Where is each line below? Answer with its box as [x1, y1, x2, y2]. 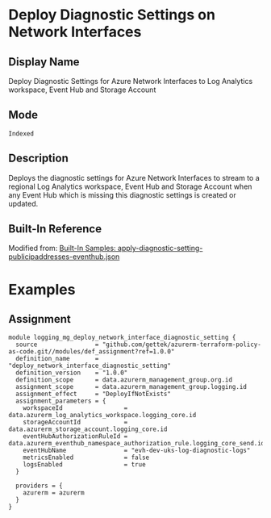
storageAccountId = [23, 418, 128, 427]
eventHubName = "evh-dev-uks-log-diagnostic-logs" [23, 446, 251, 455]
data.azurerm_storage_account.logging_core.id [8, 425, 168, 433]
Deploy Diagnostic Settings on [8, 6, 216, 24]
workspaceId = [23, 404, 128, 412]
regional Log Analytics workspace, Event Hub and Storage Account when [8, 182, 252, 191]
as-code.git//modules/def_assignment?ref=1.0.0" [8, 348, 175, 356]
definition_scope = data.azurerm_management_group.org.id [15, 376, 232, 384]
